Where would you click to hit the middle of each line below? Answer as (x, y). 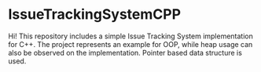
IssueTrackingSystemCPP (95, 14)
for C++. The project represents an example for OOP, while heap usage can (130, 44)
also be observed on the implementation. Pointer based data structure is (125, 52)
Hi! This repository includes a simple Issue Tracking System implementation (130, 36)
